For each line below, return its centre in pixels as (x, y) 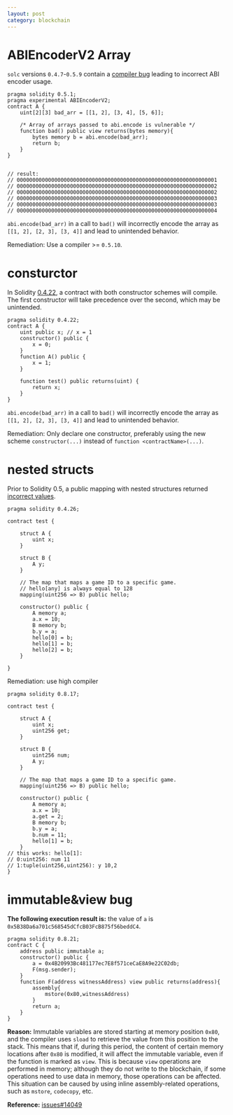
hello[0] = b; (53, 638)
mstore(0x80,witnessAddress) (87, 995)
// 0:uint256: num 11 (39, 860)
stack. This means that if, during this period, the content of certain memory (115, 1046)
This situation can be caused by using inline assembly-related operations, (113, 1084)
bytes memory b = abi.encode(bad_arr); (91, 137)
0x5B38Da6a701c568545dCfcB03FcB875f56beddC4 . (74, 926)
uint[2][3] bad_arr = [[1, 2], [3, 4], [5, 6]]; (92, 113)
